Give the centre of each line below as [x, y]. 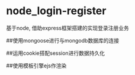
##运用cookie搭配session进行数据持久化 [56, 53]
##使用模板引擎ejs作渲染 [36, 66]
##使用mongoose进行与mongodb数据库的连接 [63, 40]
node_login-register [56, 11]
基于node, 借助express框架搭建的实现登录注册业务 [67, 28]
